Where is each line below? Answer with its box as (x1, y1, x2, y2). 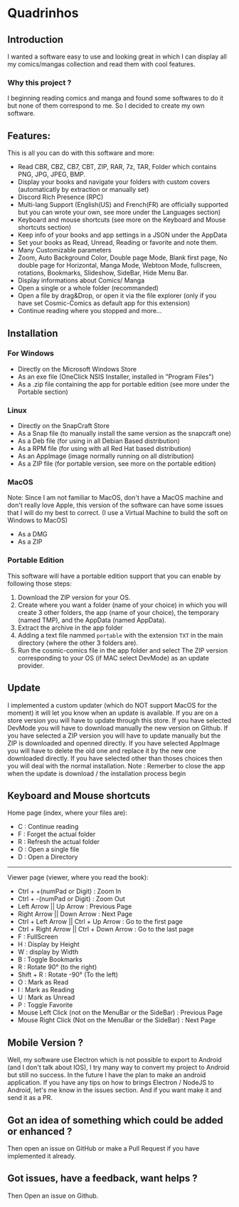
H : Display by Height (17, 940, 80, 949)
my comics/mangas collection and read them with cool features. (7, 60, 196, 68)
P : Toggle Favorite (17, 1001, 73, 1009)
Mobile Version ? (7, 1037, 84, 1049)
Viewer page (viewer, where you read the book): (7, 873, 149, 882)
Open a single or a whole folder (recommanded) (17, 284, 159, 292)
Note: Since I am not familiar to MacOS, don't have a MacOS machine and (7, 494, 223, 502)
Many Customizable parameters (17, 246, 112, 255)
